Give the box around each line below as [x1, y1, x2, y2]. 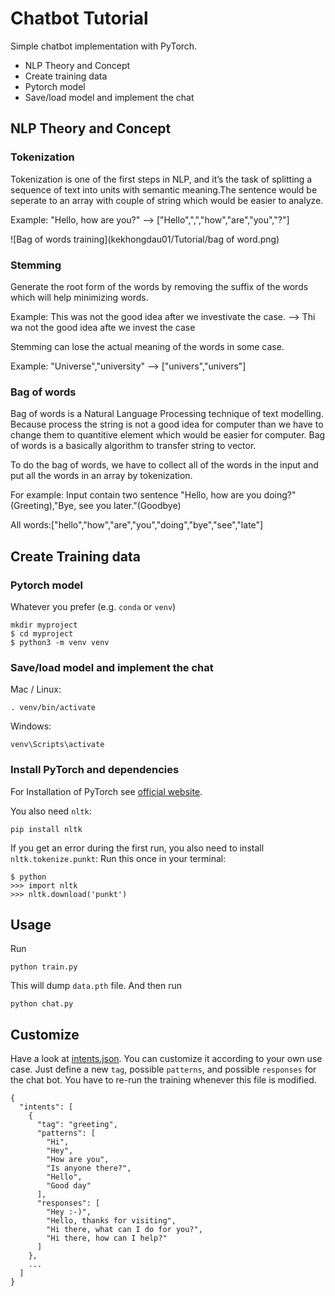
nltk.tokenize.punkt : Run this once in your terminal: [10, 852, 227, 864]
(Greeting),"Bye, [10, 500, 77, 512]
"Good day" [46, 1181, 92, 1191]
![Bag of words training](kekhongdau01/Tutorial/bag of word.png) [10, 233, 280, 245]
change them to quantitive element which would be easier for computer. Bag [10, 429, 326, 441]
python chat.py [10, 999, 74, 1009]
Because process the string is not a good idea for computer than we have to [10, 418, 324, 431]
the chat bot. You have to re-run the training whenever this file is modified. [10, 1074, 317, 1086]
